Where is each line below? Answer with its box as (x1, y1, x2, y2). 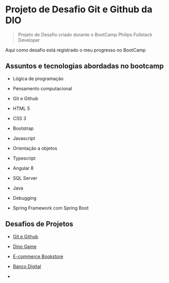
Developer (17, 37, 40, 43)
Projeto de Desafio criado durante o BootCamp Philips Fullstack (17, 31, 153, 37)
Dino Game (12, 243, 37, 250)
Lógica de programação (12, 76, 64, 82)
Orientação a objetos (12, 145, 58, 151)
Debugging (12, 195, 37, 201)
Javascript (12, 135, 35, 141)
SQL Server (12, 175, 37, 181)
